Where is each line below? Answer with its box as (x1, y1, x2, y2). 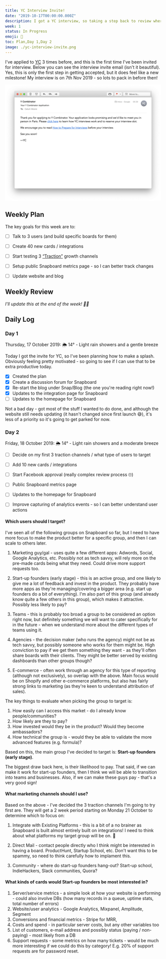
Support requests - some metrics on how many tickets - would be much (12, 938, 159, 944)
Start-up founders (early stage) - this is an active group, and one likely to (12, 575, 161, 581)
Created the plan (12, 373, 47, 379)
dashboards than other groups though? (12, 658, 92, 664)
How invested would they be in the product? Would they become (12, 723, 144, 729)
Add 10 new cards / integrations (12, 462, 78, 468)
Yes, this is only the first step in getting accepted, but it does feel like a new (5, 69, 159, 75)
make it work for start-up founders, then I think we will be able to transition (5, 769, 157, 775)
